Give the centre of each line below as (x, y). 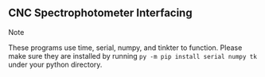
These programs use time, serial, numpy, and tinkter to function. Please (125, 48)
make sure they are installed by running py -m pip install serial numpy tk (132, 56)
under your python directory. (55, 64)
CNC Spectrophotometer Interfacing (100, 13)
